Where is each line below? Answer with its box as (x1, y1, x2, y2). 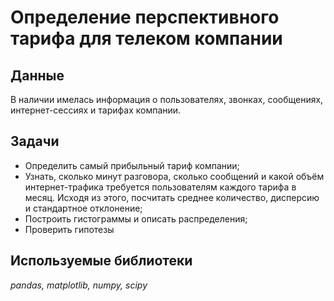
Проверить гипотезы (24, 223, 115, 235)
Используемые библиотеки (10, 252, 193, 270)
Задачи (10, 133, 60, 150)
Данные (10, 67, 65, 84)
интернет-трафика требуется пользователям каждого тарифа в (24, 181, 297, 193)
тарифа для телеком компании (10, 27, 283, 50)
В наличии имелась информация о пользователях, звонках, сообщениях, (10, 94, 324, 105)
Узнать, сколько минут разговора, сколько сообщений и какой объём (24, 170, 325, 182)
